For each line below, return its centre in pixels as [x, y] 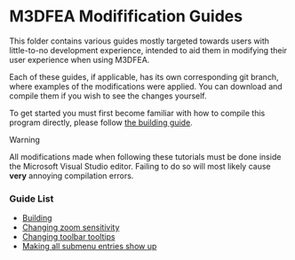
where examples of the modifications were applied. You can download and [146, 86]
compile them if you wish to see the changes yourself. [108, 96]
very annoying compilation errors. [72, 176]
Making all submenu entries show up [89, 247]
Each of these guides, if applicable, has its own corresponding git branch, [144, 76]
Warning [24, 139]
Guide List [32, 199]
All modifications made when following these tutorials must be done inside [145, 156]
